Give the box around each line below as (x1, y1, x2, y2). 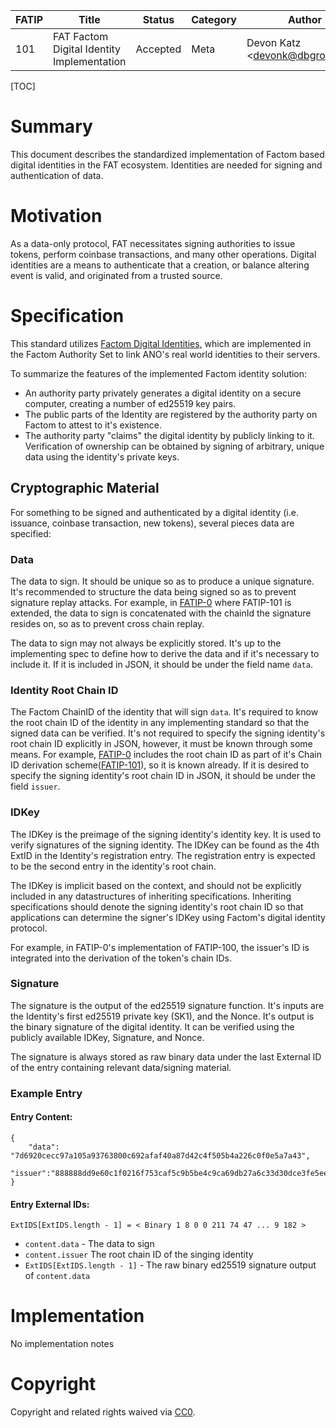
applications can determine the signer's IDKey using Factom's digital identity (10, 911, 326, 923)
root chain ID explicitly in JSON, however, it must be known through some (10, 738, 313, 750)
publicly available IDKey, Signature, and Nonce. (10, 1031, 205, 1043)
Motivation (10, 205, 103, 228)
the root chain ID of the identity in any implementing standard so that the (10, 717, 310, 729)
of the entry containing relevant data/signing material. (10, 1061, 232, 1073)
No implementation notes (10, 1338, 115, 1350)
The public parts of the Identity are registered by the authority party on (24, 408, 318, 420)
